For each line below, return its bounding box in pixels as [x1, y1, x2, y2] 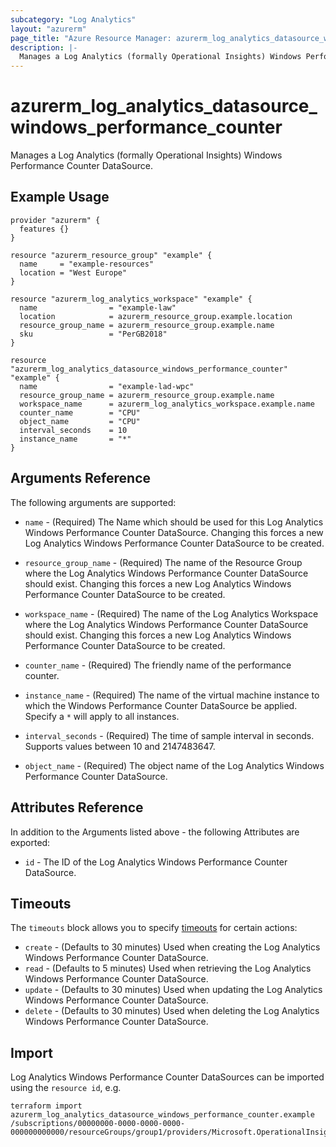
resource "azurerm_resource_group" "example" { [10, 250, 213, 260]
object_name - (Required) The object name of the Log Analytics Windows [24, 759, 325, 771]
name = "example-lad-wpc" [19, 381, 195, 391]
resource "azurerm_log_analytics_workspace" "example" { [10, 294, 253, 304]
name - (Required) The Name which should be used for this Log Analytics [24, 516, 324, 528]
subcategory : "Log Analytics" [10, 14, 137, 25]
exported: [10, 836, 51, 848]
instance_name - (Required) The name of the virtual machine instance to [24, 689, 320, 701]
